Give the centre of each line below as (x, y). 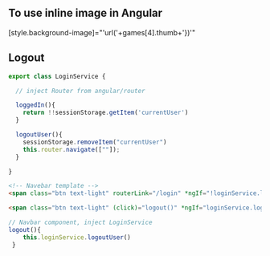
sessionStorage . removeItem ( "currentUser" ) (95, 142)
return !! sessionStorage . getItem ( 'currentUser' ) (106, 113)
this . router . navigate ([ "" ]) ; (72, 149)
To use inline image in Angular (86, 13)
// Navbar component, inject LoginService (80, 222)
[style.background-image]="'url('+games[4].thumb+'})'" (102, 32)
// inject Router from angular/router (81, 91)
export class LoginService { (57, 76)
